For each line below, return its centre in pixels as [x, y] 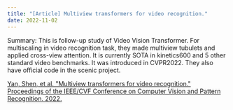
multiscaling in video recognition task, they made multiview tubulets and [111, 48]
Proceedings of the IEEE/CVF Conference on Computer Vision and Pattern [114, 91]
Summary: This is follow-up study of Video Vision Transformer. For [104, 40]
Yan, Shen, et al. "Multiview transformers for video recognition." [99, 83]
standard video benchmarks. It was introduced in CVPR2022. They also [110, 62]
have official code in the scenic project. [64, 70]
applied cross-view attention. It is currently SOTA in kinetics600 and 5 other [116, 55]
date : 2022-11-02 [33, 20]
